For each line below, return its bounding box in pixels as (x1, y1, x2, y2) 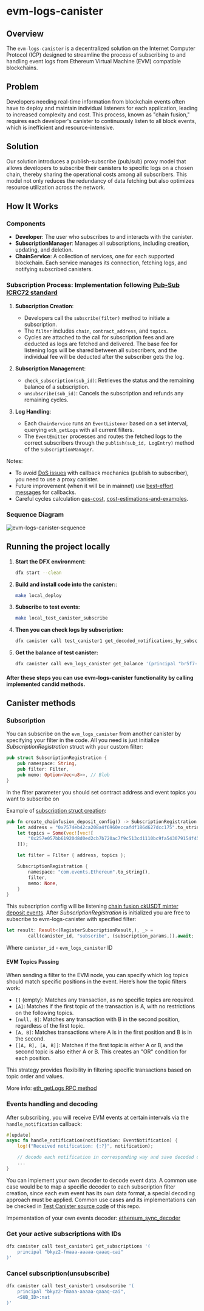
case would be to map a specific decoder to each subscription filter (6, 1183, 175, 1190)
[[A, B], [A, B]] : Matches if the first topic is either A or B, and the (15, 1042, 183, 1049)
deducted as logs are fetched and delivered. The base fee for (24, 340, 178, 347)
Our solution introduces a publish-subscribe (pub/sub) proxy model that (6, 157, 186, 165)
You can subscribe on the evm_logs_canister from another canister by (6, 730, 182, 738)
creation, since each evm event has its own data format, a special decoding (6, 1189, 195, 1196)
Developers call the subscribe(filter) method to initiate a (24, 314, 170, 321)
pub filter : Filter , (17, 766, 69, 772)
